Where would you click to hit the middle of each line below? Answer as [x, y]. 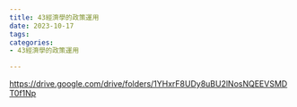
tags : [19, 34]
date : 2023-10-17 [42, 26]
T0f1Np [23, 94]
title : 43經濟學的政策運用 [54, 17]
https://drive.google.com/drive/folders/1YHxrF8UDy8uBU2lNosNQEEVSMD [148, 84]
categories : [31, 42]
